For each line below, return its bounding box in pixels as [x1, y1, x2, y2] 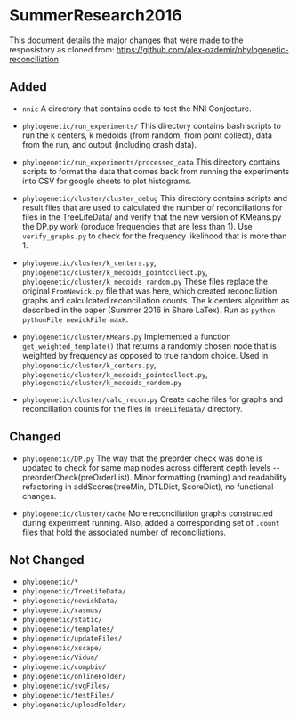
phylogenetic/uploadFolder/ [21, 700, 126, 710]
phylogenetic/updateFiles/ [21, 634, 123, 643]
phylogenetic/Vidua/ [21, 653, 99, 663]
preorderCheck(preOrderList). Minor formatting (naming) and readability [21, 472, 287, 482]
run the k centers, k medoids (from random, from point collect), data [21, 130, 273, 141]
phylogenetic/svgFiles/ [21, 682, 111, 690]
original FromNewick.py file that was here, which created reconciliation [21, 286, 278, 296]
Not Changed [9, 553, 85, 568]
